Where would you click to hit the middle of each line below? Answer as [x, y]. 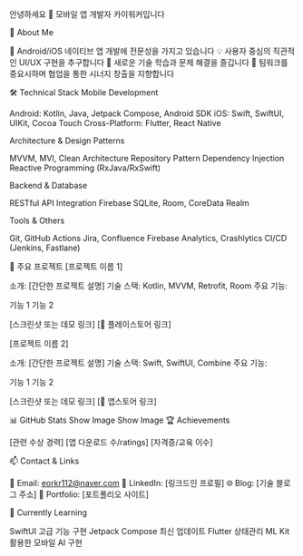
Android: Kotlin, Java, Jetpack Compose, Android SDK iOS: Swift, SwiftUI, [147, 113]
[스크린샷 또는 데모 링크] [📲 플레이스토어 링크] [91, 324]
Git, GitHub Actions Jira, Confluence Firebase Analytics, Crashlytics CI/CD [148, 238]
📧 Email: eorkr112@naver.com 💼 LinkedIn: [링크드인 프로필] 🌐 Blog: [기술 [142, 483]
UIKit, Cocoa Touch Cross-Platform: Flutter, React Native [115, 123]
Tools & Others [37, 220]
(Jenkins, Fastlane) [45, 248]
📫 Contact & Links [44, 461]
